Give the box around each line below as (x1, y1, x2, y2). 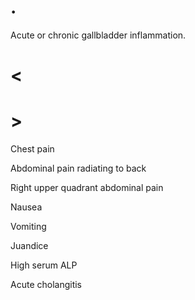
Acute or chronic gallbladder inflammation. (10, 29, 187, 41)
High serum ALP (10, 259, 78, 271)
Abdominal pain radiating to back (10, 162, 147, 175)
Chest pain (10, 143, 55, 155)
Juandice (10, 240, 49, 252)
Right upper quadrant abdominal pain (10, 182, 164, 194)
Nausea (10, 201, 43, 213)
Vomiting (10, 221, 47, 233)
